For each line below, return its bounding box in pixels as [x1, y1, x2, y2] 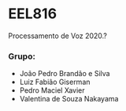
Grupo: [8, 51, 35, 62]
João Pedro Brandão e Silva [19, 69, 110, 78]
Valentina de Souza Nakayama [19, 94, 119, 104]
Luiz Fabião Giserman [19, 77, 91, 87]
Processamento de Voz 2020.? [8, 31, 108, 40]
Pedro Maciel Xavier [19, 86, 85, 95]
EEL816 [8, 5, 57, 23]
